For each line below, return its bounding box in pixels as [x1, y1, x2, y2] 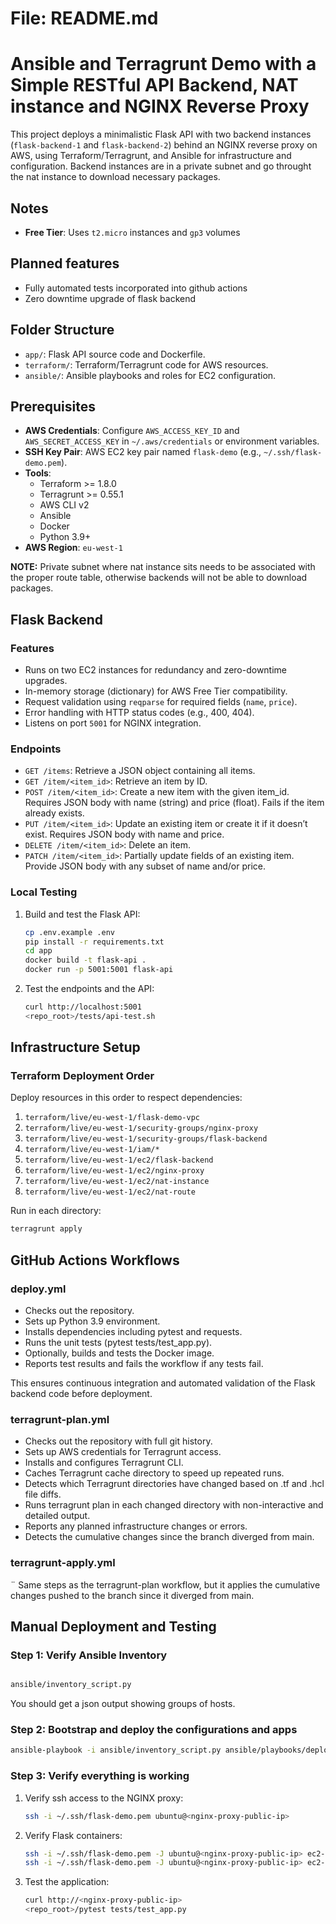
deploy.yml [10, 1282, 67, 1296]
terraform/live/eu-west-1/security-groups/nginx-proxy [24, 1123, 259, 1134]
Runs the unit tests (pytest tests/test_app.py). [24, 1337, 213, 1349]
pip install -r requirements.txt [24, 937, 165, 947]
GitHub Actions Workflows [10, 1252, 180, 1269]
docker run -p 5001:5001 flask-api [24, 965, 174, 975]
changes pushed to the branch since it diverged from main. [10, 1589, 255, 1601]
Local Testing [10, 885, 78, 899]
